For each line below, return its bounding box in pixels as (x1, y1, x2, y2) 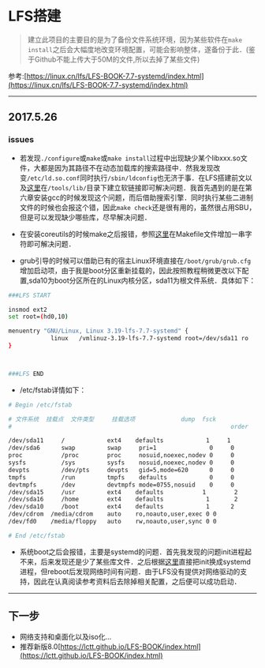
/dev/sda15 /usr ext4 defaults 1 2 (8, 488, 238, 496)
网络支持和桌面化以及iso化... (19, 632, 112, 641)
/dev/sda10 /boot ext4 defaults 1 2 (8, 503, 235, 511)
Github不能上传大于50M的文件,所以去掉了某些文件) (34, 54, 200, 64)
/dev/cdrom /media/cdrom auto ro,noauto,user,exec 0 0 (8, 510, 217, 518)
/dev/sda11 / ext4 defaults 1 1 (8, 437, 231, 445)
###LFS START (8, 291, 51, 299)
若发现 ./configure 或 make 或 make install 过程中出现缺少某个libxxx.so (19, 153, 241, 163)
